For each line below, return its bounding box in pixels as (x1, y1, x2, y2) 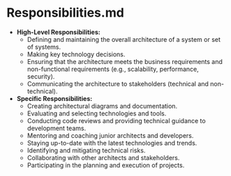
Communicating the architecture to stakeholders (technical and (27, 79, 209, 88)
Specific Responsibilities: (16, 94, 93, 102)
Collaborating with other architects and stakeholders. (27, 153, 180, 161)
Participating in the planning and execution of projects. (27, 161, 185, 169)
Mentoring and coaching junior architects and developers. (27, 131, 194, 140)
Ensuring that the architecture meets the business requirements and (27, 57, 223, 65)
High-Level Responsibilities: (16, 28, 100, 36)
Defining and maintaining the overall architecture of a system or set (27, 35, 221, 43)
